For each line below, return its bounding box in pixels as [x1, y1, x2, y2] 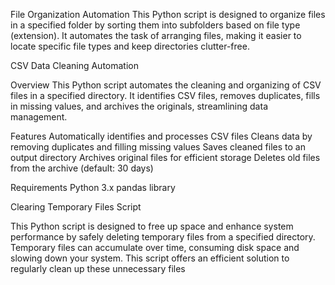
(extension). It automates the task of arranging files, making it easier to [10, 30, 302, 41]
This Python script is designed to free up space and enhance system [10, 220, 294, 232]
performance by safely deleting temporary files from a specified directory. [10, 231, 316, 243]
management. [10, 111, 68, 123]
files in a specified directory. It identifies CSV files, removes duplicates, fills [10, 90, 321, 101]
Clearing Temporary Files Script [10, 201, 142, 213]
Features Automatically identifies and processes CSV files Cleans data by [10, 130, 313, 142]
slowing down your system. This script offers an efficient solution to [10, 252, 290, 264]
